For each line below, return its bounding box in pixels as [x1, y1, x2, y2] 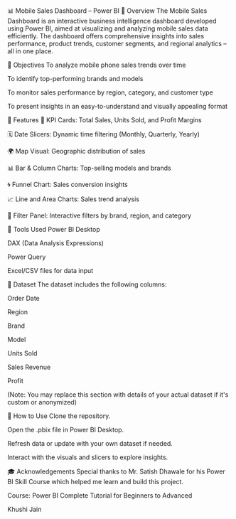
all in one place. [7, 47, 53, 55]
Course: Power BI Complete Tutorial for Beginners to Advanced [7, 491, 193, 500]
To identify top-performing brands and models [7, 75, 144, 82]
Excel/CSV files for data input [7, 267, 94, 274]
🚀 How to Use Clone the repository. [7, 412, 111, 420]
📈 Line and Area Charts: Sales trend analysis [7, 195, 140, 203]
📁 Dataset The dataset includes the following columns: [7, 280, 167, 289]
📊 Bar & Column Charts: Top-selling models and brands [7, 164, 172, 172]
